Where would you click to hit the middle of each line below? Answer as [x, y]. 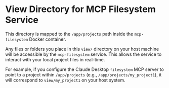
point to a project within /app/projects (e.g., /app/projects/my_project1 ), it [83, 74]
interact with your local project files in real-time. [55, 59]
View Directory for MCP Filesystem [80, 9]
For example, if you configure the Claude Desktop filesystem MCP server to [85, 69]
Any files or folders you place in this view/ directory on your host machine [82, 49]
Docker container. [48, 39]
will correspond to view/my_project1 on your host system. [65, 80]
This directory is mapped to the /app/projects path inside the [69, 34]
